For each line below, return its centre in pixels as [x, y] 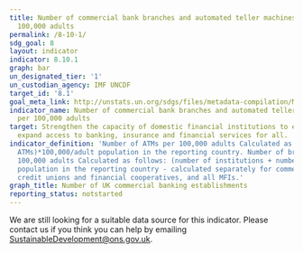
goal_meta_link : [40, 102]
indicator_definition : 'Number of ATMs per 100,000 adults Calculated [145, 144]
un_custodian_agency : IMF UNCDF [70, 85]
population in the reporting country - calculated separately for [145, 169]
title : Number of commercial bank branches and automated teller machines [153, 18]
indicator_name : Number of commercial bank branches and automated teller [153, 110]
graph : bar [30, 69]
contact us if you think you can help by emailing [98, 230]
